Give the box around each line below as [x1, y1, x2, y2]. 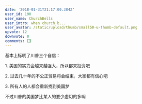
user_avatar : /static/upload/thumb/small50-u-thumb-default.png [5, 25, 138, 30]
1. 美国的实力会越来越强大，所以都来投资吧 [5, 62, 90, 68]
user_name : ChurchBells [5, 16, 53, 21]
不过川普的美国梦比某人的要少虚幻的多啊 [5, 93, 86, 99]
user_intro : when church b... [5, 20, 66, 26]
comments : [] [5, 39, 32, 44]
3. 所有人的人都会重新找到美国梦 [5, 83, 70, 89]
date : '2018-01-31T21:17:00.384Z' [5, 7, 75, 12]
